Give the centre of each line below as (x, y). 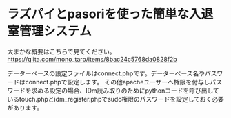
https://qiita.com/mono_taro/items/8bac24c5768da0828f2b (92, 59)
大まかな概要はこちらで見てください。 (61, 51)
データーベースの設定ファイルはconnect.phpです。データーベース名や (106, 73)
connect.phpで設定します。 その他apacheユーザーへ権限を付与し (118, 82)
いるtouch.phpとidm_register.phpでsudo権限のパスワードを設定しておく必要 (115, 99)
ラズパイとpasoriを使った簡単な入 (104, 14)
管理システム (56, 31)
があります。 (25, 108)
